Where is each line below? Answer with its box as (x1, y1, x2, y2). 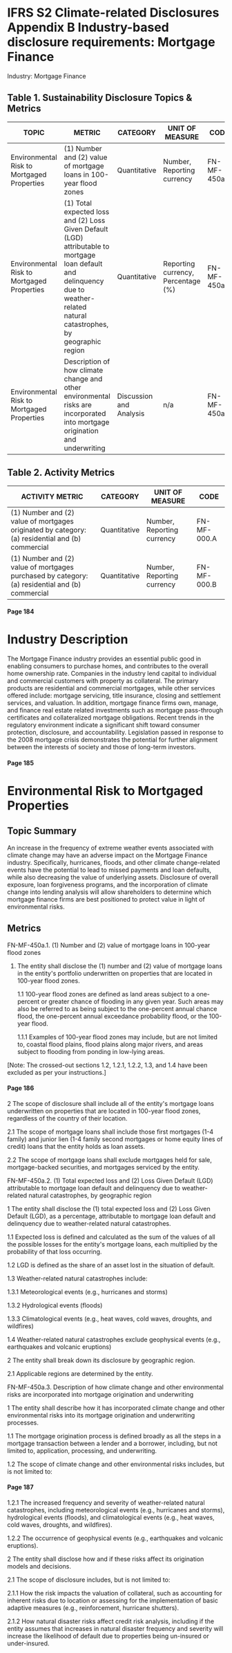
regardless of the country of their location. (7, 1114, 128, 1123)
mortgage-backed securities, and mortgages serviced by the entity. (7, 1163, 200, 1171)
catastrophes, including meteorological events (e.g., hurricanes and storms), (7, 1505, 225, 1514)
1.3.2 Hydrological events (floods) (7, 1301, 103, 1310)
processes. (7, 1418, 39, 1427)
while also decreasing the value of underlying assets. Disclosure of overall (7, 873, 219, 881)
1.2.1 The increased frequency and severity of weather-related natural (7, 1498, 205, 1507)
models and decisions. (7, 1562, 71, 1570)
